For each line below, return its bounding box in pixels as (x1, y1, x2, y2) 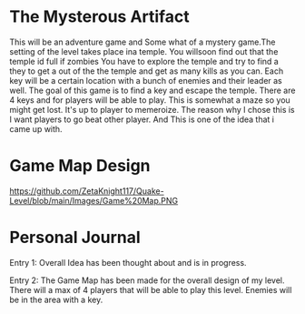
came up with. (9, 123, 63, 134)
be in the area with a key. (9, 294, 103, 305)
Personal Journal (9, 228, 141, 248)
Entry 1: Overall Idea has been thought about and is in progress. (9, 257, 247, 268)
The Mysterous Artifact (9, 6, 190, 27)
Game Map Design (9, 156, 152, 177)
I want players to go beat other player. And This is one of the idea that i (9, 114, 275, 125)
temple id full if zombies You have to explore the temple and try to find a (9, 56, 279, 66)
